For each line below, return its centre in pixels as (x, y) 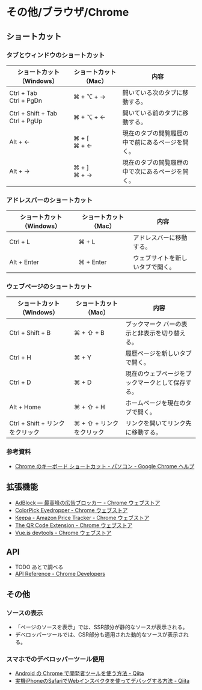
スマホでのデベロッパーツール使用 (55, 659)
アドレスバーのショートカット (50, 200)
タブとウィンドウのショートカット (56, 55)
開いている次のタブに (152, 93)
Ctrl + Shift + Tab (33, 113)
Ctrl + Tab (23, 93)
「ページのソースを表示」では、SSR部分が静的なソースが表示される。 (101, 627)
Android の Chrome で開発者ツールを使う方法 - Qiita (79, 673)
